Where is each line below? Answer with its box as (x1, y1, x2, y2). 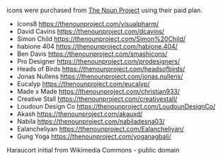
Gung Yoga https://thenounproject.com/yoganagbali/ (16, 132, 171, 141)
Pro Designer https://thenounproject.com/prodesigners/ (16, 57, 181, 66)
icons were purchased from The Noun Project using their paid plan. (6, 6, 203, 14)
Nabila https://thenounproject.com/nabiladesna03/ (16, 117, 166, 126)
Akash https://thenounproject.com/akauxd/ (16, 109, 143, 118)
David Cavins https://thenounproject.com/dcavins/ (16, 28, 165, 35)
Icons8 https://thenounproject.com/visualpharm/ (16, 20, 159, 28)
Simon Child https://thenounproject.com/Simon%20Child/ (16, 35, 185, 43)
